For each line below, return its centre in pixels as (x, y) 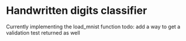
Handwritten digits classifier (77, 11)
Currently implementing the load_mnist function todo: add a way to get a (93, 27)
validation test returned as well (43, 32)
